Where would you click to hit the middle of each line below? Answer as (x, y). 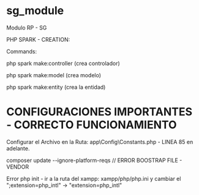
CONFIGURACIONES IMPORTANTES (99, 112)
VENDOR (18, 167)
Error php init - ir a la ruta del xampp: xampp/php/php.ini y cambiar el (94, 178)
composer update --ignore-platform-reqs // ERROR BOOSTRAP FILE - (94, 160)
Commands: (22, 51)
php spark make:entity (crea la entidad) (56, 87)
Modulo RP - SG (27, 28)
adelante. (18, 148)
